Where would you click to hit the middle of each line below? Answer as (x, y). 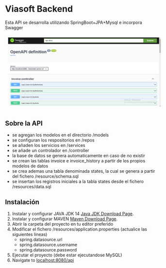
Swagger (14, 27)
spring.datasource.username (48, 245)
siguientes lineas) (30, 234)
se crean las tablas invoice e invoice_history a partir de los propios (79, 161)
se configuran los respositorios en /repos (53, 140)
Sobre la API (24, 123)
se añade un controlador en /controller (50, 151)
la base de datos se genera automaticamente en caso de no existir (79, 156)
